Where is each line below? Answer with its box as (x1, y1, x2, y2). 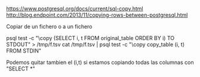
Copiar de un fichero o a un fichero (6, 23, 93, 30)
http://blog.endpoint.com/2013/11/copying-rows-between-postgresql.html (6, 11, 188, 19)
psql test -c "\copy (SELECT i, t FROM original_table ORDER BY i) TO (6, 35, 175, 41)
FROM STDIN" (6, 47, 42, 54)
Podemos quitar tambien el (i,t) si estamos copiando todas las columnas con (6, 59, 194, 66)
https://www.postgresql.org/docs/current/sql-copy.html (6, 5, 143, 12)
